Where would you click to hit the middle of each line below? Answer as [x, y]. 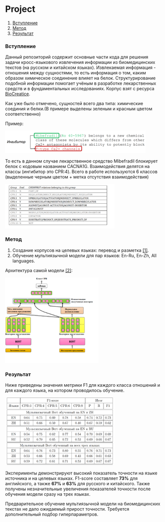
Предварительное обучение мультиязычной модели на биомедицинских [83, 504]
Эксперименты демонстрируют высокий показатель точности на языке [81, 473]
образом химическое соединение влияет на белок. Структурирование [81, 78]
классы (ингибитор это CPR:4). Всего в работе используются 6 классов [81, 172]
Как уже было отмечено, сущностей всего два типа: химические [74, 104]
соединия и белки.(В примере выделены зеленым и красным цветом [79, 109]
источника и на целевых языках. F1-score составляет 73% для [71, 478]
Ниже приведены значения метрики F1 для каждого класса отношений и [82, 385]
